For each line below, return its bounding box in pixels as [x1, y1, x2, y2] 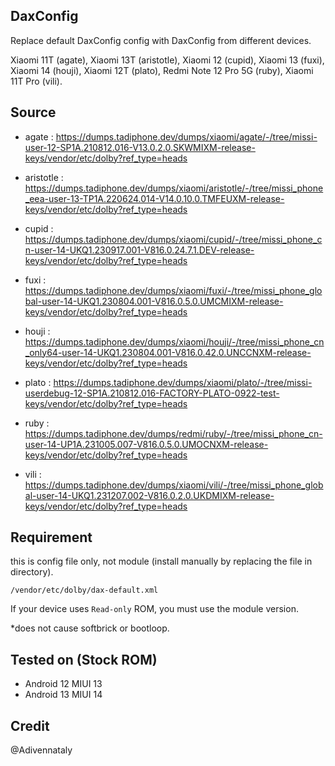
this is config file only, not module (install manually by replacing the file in [10, 555, 313, 568]
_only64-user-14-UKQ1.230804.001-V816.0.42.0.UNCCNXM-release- [24, 346, 312, 358]
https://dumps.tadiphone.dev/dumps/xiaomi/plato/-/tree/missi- [53, 376, 313, 388]
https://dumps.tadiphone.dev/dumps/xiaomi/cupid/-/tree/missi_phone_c [24, 233, 323, 245]
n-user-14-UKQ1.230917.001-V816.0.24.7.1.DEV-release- [24, 244, 255, 256]
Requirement [10, 529, 93, 546]
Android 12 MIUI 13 [24, 678, 103, 690]
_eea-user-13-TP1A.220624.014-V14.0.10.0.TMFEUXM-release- [24, 192, 285, 204]
